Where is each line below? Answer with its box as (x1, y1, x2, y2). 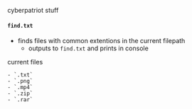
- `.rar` (7, 96, 33, 103)
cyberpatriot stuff (7, 6, 59, 14)
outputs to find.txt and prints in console (28, 44, 149, 52)
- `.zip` (7, 90, 33, 98)
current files (7, 58, 43, 67)
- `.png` (7, 78, 33, 85)
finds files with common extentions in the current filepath (17, 37, 186, 45)
